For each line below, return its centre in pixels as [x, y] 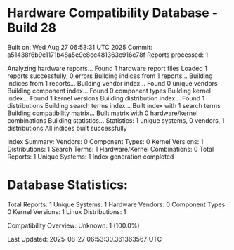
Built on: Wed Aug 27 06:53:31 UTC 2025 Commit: [80, 47]
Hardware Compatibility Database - [113, 13]
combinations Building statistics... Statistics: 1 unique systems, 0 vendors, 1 [116, 120]
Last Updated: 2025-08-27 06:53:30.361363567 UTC [85, 239]
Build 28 [32, 28]
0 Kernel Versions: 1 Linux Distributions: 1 [67, 211]
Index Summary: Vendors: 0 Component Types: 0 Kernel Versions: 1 [105, 141]
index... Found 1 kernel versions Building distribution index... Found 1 [106, 98]
